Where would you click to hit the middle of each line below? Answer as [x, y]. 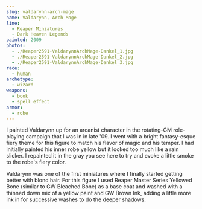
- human [21, 74]
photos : [16, 46]
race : [13, 68]
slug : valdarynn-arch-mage [40, 12]
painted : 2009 [24, 40]
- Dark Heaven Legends [40, 34]
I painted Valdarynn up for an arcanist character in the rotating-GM [89, 130]
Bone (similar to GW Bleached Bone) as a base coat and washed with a [94, 187]
